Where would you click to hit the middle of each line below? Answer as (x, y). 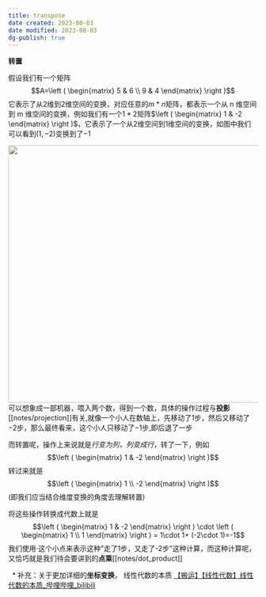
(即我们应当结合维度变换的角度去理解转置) (77, 497)
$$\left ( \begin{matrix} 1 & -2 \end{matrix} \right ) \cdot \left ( (133, 527)
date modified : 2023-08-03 (53, 30)
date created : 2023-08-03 (51, 23)
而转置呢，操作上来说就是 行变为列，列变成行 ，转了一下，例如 (109, 445)
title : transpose (37, 15)
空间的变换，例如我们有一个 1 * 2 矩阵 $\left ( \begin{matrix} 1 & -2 (137, 114)
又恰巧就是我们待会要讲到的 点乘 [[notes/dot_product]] (95, 558)
